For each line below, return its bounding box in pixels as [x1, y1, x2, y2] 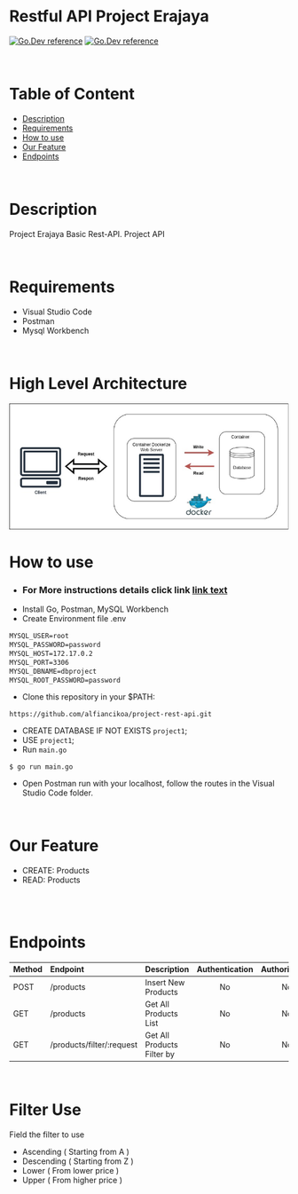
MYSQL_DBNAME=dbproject [9, 668, 98, 676]
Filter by [145, 1049, 176, 1060]
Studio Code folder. [21, 787, 93, 798]
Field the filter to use [9, 1129, 85, 1140]
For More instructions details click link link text [21, 583, 228, 596]
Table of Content [9, 84, 136, 104]
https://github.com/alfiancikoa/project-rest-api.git [9, 710, 213, 719]
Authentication [196, 964, 254, 975]
